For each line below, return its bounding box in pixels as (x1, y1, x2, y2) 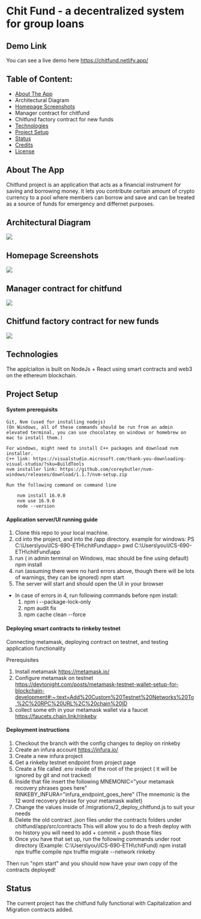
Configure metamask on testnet (14, 674, 94, 681)
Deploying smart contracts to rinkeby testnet (6, 625, 121, 632)
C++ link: (6, 456, 31, 462)
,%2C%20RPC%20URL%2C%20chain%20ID (14, 700, 128, 707)
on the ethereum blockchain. (6, 371, 77, 379)
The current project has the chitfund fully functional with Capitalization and (6, 899, 192, 906)
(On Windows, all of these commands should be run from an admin (6, 425, 173, 431)
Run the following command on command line (6, 482, 117, 488)
